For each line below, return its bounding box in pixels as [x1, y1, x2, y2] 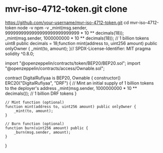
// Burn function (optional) [5, 121, 64, 126]
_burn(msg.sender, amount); [14, 130, 71, 135]
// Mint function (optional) [5, 100, 64, 105]
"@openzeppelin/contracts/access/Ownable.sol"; [5, 65, 105, 71]
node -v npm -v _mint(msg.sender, [17, 24, 88, 30]
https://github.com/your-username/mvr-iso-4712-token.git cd [5, 20, 129, 25]
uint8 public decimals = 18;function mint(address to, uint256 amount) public [5, 40, 158, 46]
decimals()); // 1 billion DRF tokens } [5, 90, 77, 96]
